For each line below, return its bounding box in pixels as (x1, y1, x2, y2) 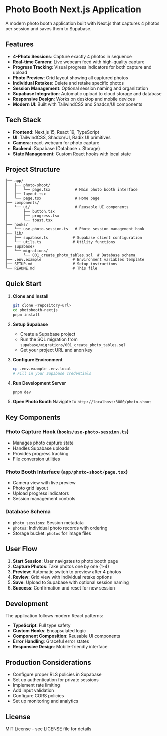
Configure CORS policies (12, 693, 64, 699)
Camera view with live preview (12, 480, 76, 486)
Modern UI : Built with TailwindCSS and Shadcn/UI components (12, 101, 143, 107)
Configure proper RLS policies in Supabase (12, 671, 102, 678)
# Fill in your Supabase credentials (12, 371, 92, 376)
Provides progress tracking (12, 451, 69, 457)
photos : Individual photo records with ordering (12, 525, 108, 531)
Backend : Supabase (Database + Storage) (12, 145, 100, 151)
